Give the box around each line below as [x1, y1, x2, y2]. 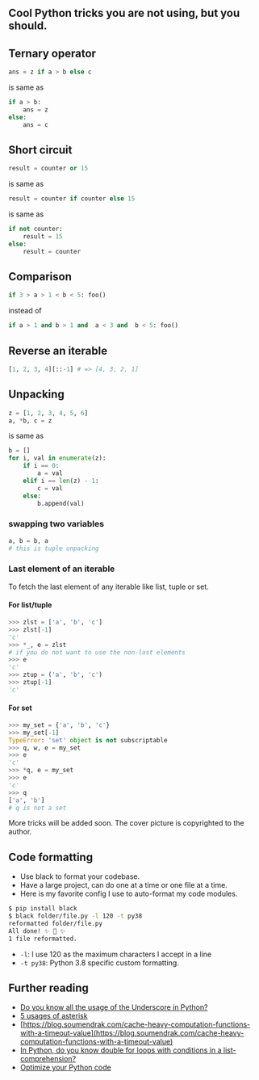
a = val [37, 469, 63, 477]
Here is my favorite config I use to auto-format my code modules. [19, 889, 238, 899]
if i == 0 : [23, 462, 60, 470]
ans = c [23, 120, 48, 128]
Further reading [8, 981, 89, 995]
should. [8, 19, 48, 33]
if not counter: [8, 225, 63, 233]
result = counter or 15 [8, 165, 89, 173]
